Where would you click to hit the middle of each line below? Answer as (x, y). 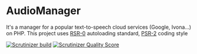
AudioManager (44, 11)
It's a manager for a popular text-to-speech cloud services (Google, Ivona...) (99, 27)
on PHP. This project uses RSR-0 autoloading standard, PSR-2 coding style (97, 33)
